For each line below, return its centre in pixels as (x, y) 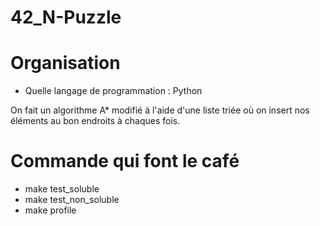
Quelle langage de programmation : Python (113, 91)
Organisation (65, 63)
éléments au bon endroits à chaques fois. (95, 121)
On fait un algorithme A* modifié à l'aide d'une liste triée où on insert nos (160, 110)
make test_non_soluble (72, 200)
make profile (50, 210)
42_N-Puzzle (66, 17)
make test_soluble (62, 189)
